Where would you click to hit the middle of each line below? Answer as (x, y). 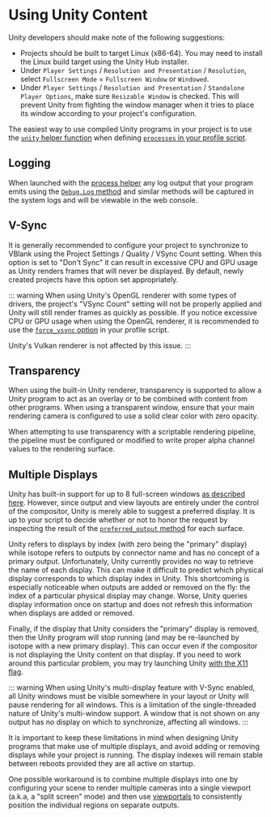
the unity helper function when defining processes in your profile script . (128, 137)
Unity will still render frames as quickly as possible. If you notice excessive (133, 312)
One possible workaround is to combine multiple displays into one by (123, 779)
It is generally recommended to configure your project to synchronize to (128, 245)
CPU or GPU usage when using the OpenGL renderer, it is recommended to (134, 321)
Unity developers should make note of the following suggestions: (116, 37)
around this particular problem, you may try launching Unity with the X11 (128, 663)
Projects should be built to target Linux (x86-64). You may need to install (141, 53)
